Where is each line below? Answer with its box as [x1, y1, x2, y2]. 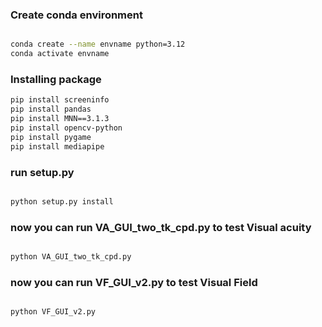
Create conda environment [10, 8, 143, 22]
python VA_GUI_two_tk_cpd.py [10, 252, 132, 262]
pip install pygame [10, 132, 92, 142]
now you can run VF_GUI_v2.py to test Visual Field [10, 275, 258, 289]
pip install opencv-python [10, 123, 123, 133]
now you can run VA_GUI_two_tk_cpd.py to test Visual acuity [10, 220, 312, 234]
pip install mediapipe [10, 141, 105, 152]
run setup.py [10, 165, 75, 179]
